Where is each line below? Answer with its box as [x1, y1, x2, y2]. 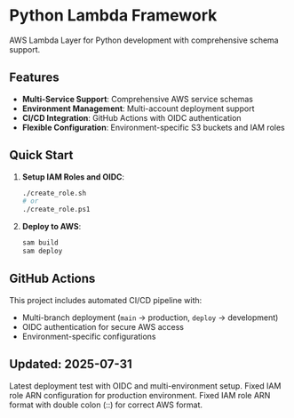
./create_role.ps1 [21, 205, 91, 214]
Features [9, 70, 60, 85]
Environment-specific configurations [21, 331, 156, 342]
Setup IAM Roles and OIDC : [21, 171, 125, 182]
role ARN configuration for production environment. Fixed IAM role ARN [9, 390, 271, 400]
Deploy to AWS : [21, 221, 82, 232]
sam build [21, 238, 60, 247]
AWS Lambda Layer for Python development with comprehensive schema [9, 35, 279, 45]
